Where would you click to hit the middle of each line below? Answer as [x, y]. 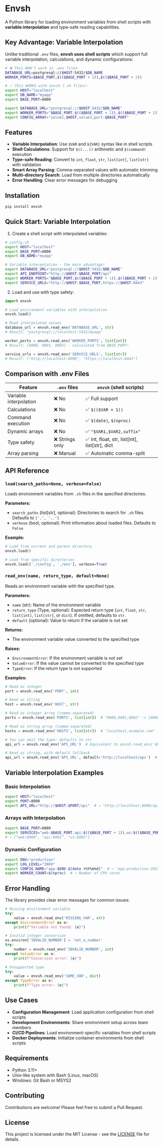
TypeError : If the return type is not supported [57, 668]
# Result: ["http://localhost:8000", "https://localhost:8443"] [71, 359]
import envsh [18, 301]
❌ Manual [65, 453]
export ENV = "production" [30, 860]
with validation [26, 165]
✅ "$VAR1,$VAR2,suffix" [113, 431]
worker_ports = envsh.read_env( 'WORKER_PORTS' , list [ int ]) [66, 341]
